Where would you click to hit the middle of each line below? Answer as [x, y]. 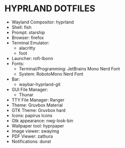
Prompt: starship [28, 32]
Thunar [26, 95]
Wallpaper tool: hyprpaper [38, 126]
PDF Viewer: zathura [32, 136]
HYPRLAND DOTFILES [50, 9]
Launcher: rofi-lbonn [32, 58]
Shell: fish [22, 27]
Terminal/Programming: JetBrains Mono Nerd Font [69, 68]
